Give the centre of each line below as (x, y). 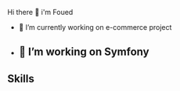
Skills (21, 78)
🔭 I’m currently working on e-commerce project (95, 27)
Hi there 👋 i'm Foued (40, 12)
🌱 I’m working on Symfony (84, 52)
